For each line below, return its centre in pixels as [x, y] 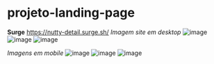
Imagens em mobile [35, 53]
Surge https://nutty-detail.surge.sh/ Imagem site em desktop [94, 32]
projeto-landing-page [71, 13]
